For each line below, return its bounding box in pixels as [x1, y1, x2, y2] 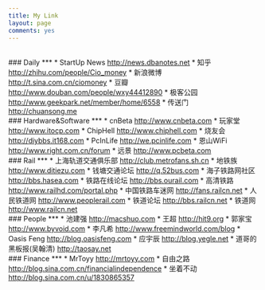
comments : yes [8, 26, 56, 34]
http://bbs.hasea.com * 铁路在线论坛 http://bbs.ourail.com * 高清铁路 [8, 176, 234, 186]
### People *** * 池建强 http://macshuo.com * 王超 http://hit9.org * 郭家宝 [8, 214, 252, 224]
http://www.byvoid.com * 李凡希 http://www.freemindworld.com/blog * [8, 224, 241, 233]
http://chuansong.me [8, 107, 77, 116]
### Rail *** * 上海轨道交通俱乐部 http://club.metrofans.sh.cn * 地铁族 [8, 156, 238, 166]
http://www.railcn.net [8, 205, 78, 214]
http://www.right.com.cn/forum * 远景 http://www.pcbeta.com [8, 146, 212, 155]
